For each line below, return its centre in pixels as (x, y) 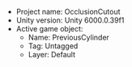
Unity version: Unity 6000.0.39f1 (70, 20)
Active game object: (49, 29)
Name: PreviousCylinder (68, 37)
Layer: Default (51, 54)
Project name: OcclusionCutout (68, 12)
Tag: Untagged (53, 46)
